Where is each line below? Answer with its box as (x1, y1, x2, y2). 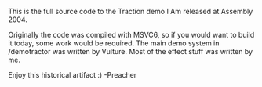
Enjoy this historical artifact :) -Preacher (8, 71, 137, 79)
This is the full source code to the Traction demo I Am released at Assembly (8, 7, 253, 16)
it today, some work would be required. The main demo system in (8, 38, 220, 48)
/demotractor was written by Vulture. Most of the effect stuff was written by (8, 47, 253, 56)
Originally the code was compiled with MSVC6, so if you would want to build (8, 31, 255, 39)
